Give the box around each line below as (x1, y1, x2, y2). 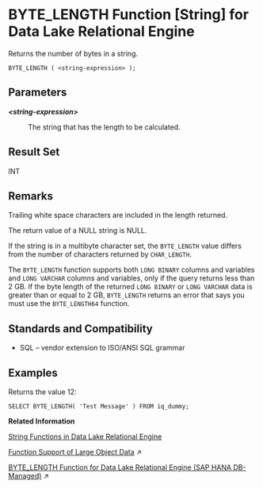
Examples (8, 366, 58, 379)
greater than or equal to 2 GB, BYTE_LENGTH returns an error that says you (8, 290, 246, 300)
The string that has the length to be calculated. (28, 122, 181, 132)
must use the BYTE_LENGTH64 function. (8, 299, 130, 308)
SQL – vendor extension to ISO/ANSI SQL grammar (19, 343, 185, 353)
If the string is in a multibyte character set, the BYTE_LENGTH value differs (8, 241, 242, 251)
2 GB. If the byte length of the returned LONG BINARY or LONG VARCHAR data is (8, 282, 253, 292)
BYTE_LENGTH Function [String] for (8, 6, 250, 24)
